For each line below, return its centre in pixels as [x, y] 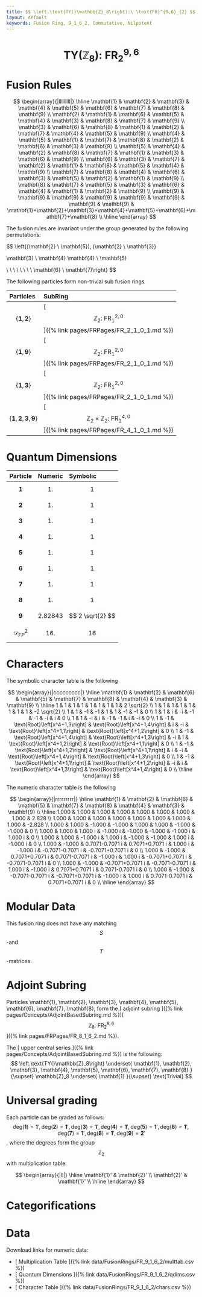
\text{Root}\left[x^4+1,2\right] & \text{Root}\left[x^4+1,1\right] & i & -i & [101, 750]
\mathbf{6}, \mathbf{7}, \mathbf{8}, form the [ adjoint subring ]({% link [95, 1008]
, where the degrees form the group [51, 1143]
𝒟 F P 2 [21, 633]
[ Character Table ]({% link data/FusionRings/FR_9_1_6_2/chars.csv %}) [103, 1287]
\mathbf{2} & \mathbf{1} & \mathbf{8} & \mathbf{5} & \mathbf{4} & [101, 166]
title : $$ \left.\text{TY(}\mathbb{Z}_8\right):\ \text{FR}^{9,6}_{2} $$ [101, 12]
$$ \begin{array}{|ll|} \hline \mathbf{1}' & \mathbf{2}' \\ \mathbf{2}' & [101, 1175]
